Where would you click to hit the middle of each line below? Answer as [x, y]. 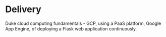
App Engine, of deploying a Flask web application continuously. [71, 28]
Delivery [23, 9]
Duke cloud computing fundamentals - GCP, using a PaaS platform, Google [83, 23]
